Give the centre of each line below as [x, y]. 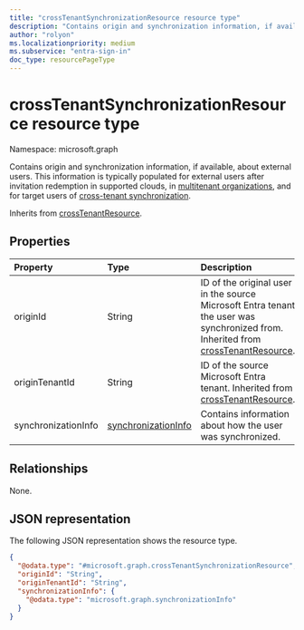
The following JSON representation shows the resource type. [123, 541]
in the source [228, 294]
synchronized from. [242, 327]
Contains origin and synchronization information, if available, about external [151, 166]
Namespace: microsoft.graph [64, 149]
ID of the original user [246, 282]
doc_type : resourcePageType [62, 60]
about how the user [242, 425]
